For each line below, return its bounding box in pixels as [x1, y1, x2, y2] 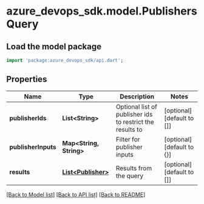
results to [115, 125, 143, 134]
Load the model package [6, 41, 102, 52]
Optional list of [115, 102, 158, 110]
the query [115, 171, 144, 180]
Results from [115, 164, 152, 172]
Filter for [115, 135, 140, 143]
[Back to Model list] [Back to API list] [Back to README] [6, 191, 146, 198]
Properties [6, 74, 47, 84]
